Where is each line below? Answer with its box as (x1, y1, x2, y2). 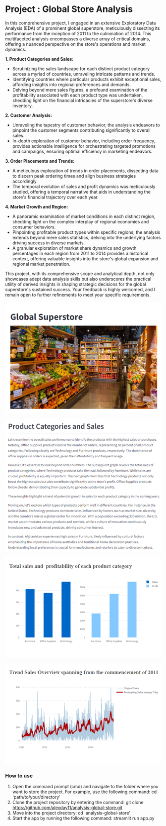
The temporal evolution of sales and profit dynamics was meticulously (12, 183, 156, 190)
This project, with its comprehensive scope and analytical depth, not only (5, 270, 155, 277)
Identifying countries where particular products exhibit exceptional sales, (12, 76, 162, 82)
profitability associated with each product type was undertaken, (12, 92, 143, 98)
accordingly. (12, 178, 38, 184)
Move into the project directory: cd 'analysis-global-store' (12, 810, 130, 816)
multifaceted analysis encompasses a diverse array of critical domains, (5, 36, 150, 42)
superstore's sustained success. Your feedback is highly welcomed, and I (5, 286, 156, 292)
